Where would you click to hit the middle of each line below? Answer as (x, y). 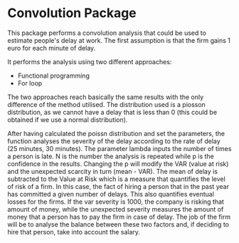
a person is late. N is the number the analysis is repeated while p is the (111, 156)
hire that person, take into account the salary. (74, 232)
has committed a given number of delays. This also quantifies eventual (111, 194)
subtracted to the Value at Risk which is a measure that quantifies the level (116, 179)
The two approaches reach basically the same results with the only (106, 97)
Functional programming (54, 76)
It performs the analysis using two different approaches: (90, 61)
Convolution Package (72, 13)
